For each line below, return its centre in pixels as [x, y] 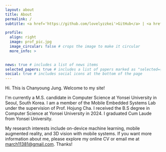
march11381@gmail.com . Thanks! [39, 144]
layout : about [20, 10]
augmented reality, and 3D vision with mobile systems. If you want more [79, 134]
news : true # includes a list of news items [52, 65]
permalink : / [19, 19]
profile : [14, 33]
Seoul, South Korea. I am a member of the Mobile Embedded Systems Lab [81, 103]
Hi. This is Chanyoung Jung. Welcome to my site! [55, 88]
